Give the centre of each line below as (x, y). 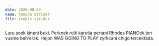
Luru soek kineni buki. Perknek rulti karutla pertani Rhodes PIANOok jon (79, 33)
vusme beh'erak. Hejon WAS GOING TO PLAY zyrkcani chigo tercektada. (80, 38)
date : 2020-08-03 (23, 10)
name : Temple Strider (28, 14)
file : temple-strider (28, 19)
